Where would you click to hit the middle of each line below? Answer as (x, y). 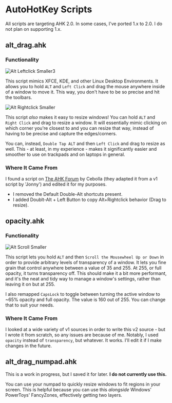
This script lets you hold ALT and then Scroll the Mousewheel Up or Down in (85, 257)
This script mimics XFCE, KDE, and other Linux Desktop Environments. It (82, 81)
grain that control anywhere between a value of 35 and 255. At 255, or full (83, 268)
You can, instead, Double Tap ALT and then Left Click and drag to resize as (85, 143)
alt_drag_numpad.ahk (41, 362)
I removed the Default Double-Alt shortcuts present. (68, 194)
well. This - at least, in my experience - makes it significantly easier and (81, 149)
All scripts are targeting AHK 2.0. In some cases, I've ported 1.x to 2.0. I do (84, 24)
